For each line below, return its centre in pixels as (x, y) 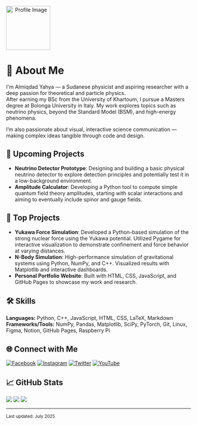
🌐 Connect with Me (42, 349)
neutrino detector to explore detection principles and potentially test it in (102, 174)
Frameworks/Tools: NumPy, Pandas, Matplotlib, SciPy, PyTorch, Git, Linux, (97, 324)
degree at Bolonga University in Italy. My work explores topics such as (91, 105)
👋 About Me (35, 71)
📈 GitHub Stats (35, 382)
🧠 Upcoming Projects (45, 154)
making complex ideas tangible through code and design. (75, 136)
